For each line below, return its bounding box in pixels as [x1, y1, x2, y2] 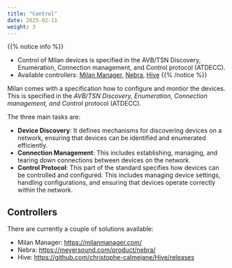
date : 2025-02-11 [7, 17, 58, 24]
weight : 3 [7, 23, 36, 30]
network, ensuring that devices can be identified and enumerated [17, 134, 206, 142]
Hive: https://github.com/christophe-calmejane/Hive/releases [17, 253, 194, 262]
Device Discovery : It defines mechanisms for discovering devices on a [17, 127, 222, 135]
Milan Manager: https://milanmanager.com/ [17, 239, 142, 247]
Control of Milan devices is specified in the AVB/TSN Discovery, [17, 56, 201, 64]
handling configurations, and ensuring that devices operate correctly [17, 178, 216, 187]
